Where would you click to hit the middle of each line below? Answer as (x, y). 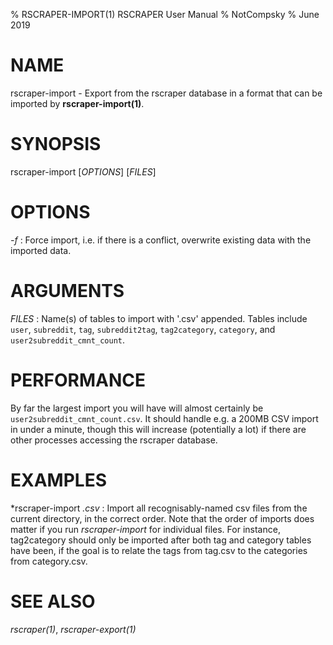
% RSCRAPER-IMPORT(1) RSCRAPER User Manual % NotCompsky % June (165, 14)
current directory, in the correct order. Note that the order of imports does (162, 518)
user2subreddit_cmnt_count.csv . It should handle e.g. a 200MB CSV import (164, 418)
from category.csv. (49, 561)
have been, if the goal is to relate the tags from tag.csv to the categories (159, 550)
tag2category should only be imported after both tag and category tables (161, 540)
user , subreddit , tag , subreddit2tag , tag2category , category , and (143, 329)
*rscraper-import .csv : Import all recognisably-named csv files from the (159, 508)
